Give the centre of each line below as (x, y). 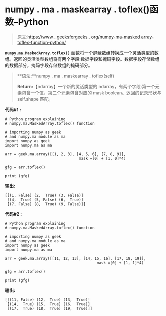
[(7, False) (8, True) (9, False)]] (46, 204)
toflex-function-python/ (42, 42)
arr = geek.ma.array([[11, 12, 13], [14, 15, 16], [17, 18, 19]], (76, 258)
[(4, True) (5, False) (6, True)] (45, 200)
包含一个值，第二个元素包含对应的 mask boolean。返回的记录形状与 (91, 93)
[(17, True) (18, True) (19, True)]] (50, 308)
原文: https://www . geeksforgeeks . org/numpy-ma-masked (79, 37)
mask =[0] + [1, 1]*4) (120, 263)
